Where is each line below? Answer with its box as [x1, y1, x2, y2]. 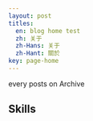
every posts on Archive [8, 78, 85, 89]
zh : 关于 [15, 34, 42, 43]
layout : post [8, 11, 52, 20]
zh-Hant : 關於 [15, 49, 60, 57]
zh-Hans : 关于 [15, 42, 60, 50]
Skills [8, 102, 36, 116]
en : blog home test [15, 27, 81, 35]
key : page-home [8, 57, 59, 65]
